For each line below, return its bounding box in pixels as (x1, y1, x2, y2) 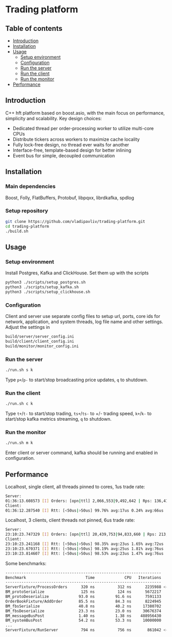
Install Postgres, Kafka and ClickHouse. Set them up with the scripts (5, 270, 149, 276)
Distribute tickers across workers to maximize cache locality (12, 136, 140, 142)
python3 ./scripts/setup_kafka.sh (5, 284, 79, 290)
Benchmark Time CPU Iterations (5, 575, 161, 580)
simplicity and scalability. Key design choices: (5, 115, 102, 121)
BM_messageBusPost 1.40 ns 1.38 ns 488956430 (5, 613, 161, 619)
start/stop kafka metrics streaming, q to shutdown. (5, 416, 112, 422)
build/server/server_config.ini (5, 334, 74, 340)
